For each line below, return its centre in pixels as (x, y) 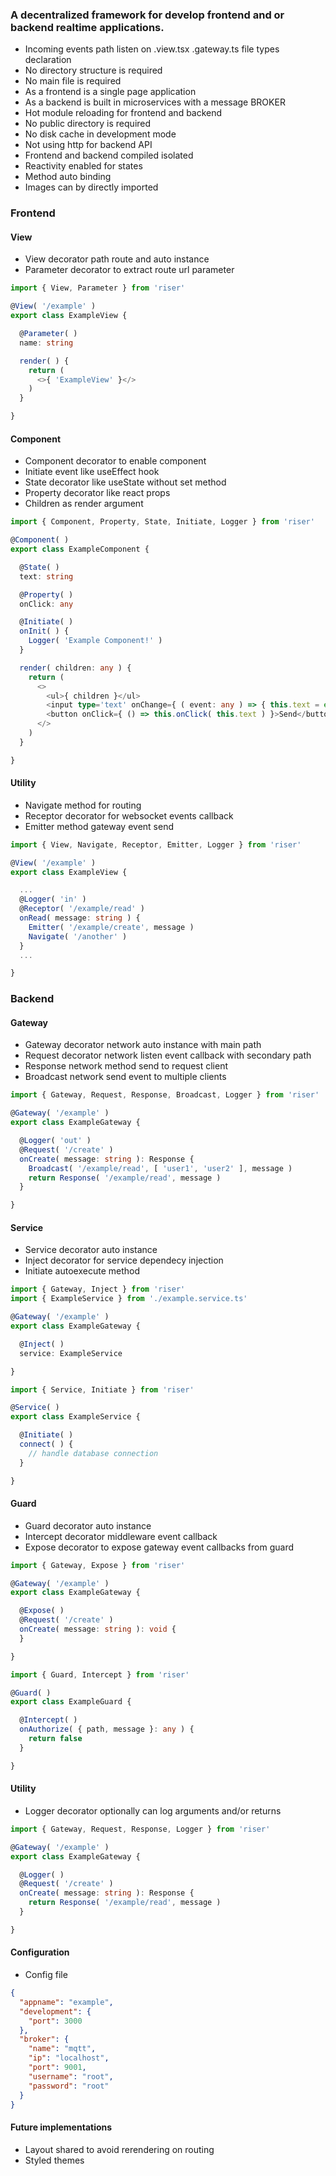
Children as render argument (84, 504)
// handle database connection (93, 1453)
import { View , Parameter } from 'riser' (98, 288)
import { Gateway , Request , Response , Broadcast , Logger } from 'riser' (165, 1095)
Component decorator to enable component (115, 461)
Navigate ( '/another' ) (78, 936)
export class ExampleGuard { (71, 1702)
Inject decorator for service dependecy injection (124, 1260)
